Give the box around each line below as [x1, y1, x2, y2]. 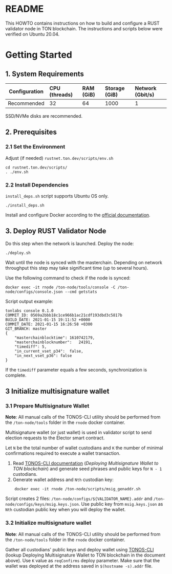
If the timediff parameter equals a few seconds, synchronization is [5, 366, 147, 373]
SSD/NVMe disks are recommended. [5, 113, 83, 119]
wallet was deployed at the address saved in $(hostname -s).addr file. [5, 563, 153, 569]
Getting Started [5, 49, 73, 61]
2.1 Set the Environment [5, 143, 66, 151]
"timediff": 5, [14, 344, 47, 349]
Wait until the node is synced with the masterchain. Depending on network [5, 259, 163, 265]
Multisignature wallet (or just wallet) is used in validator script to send [5, 430, 152, 436]
